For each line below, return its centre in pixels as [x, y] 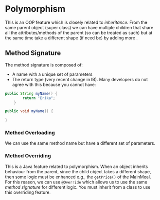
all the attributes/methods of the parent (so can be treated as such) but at [79, 33]
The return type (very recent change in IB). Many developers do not [80, 79]
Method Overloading [30, 133]
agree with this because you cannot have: [54, 84]
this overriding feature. [28, 192]
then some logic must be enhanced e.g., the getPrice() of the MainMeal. [78, 177]
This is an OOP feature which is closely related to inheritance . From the [76, 22]
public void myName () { [29, 111]
